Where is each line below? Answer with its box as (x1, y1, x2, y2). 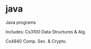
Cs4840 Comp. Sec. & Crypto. (5, 38, 67, 44)
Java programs (5, 19, 36, 25)
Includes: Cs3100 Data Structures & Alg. (5, 29, 86, 34)
